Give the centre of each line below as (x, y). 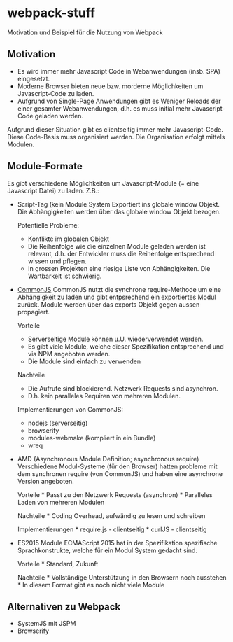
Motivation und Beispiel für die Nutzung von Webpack (85, 32)
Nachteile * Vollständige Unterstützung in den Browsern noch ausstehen (122, 577)
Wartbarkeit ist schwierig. (65, 276)
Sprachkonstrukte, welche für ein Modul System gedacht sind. (107, 550)
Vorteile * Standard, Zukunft (58, 564)
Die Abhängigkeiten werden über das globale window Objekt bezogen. (119, 211)
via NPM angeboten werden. (69, 354)
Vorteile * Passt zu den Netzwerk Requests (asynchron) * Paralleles (115, 494)
